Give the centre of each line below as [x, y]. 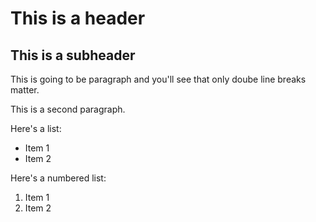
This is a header [78, 18]
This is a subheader [73, 55]
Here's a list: [36, 128]
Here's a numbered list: [58, 178]
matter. [25, 90]
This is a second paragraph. [68, 109]
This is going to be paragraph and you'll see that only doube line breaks [158, 79]
